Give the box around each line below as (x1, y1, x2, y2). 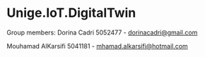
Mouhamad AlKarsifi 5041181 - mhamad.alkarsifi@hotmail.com (6, 42, 188, 50)
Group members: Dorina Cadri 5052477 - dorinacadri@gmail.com (6, 28, 198, 37)
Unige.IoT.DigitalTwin (6, 5, 136, 21)
